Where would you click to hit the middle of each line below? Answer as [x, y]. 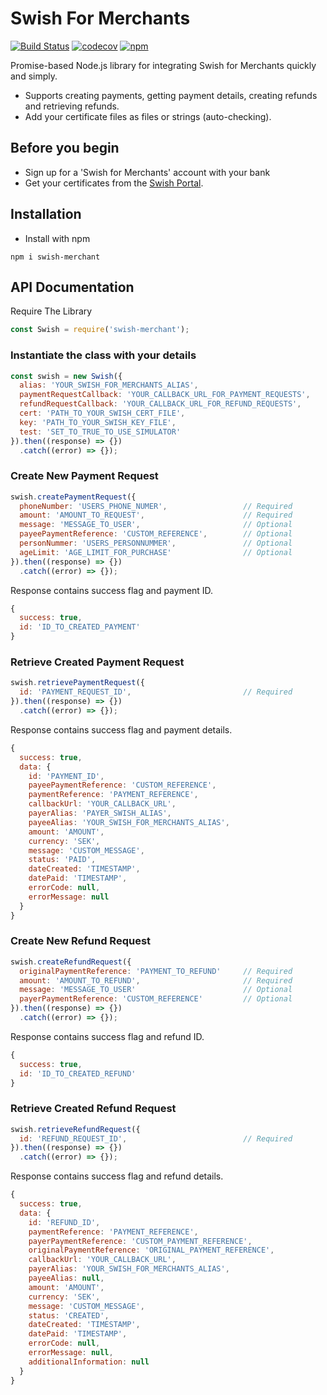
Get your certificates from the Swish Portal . [114, 183]
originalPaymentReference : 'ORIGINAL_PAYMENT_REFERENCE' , [151, 1250]
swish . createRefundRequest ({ [71, 962]
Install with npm [57, 238]
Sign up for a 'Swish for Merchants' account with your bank [147, 172]
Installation [46, 214]
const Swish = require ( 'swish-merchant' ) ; [100, 330]
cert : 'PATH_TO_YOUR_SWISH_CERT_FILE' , [102, 413]
